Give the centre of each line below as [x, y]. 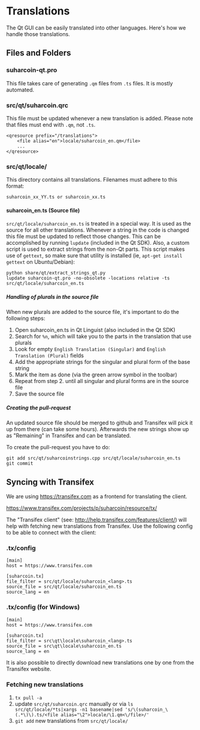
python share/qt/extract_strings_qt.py [56, 273]
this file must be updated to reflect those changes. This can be [84, 236]
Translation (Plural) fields [49, 355]
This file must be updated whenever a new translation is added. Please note [100, 118]
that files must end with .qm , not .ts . [51, 124]
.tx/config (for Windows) [43, 607]
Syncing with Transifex [50, 482]
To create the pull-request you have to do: [58, 447]
